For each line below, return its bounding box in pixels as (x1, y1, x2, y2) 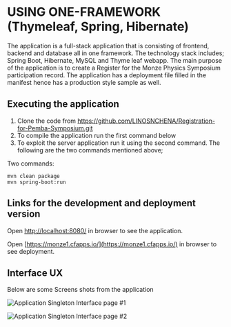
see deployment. (7, 247, 55, 255)
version (7, 208, 41, 220)
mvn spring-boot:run (7, 179, 67, 186)
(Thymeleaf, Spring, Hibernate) (7, 19, 190, 34)
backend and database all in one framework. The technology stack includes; (7, 49, 225, 57)
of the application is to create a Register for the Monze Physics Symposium (7, 63, 221, 72)
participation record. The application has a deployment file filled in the (7, 70, 207, 79)
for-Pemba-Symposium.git (17, 123, 93, 132)
